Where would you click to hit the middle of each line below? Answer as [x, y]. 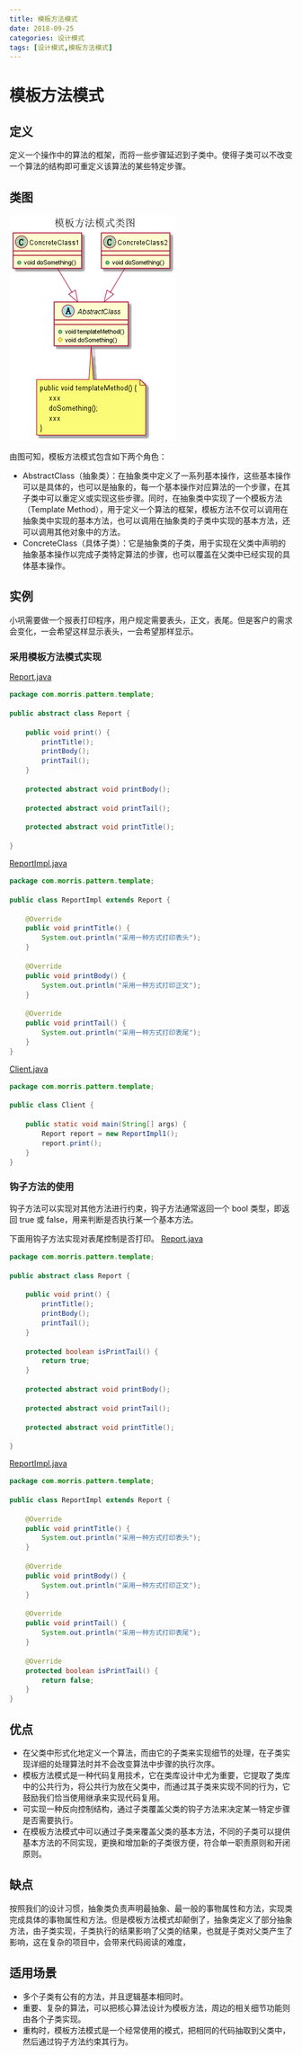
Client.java [29, 1069]
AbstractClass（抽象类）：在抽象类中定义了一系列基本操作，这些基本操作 [156, 476]
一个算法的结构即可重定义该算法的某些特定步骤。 [100, 166]
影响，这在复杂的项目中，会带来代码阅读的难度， [100, 1942]
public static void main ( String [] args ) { [106, 1125]
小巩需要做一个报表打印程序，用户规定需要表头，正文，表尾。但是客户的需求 [151, 619]
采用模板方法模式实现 [55, 656]
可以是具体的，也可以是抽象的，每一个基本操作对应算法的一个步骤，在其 [156, 487]
